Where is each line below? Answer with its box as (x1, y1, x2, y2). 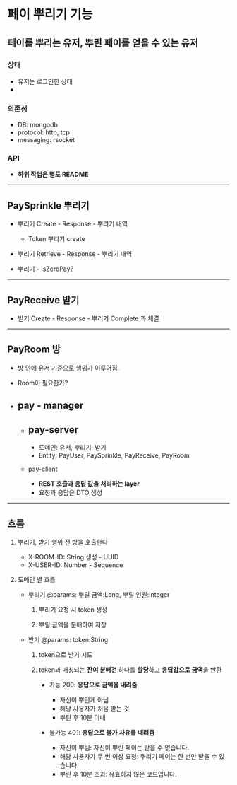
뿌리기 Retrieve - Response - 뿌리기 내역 (17, 250, 133, 258)
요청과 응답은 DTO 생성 (38, 489, 103, 497)
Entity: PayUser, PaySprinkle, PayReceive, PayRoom (38, 451, 190, 460)
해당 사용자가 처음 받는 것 (59, 704, 130, 713)
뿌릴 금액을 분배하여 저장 (38, 620, 107, 629)
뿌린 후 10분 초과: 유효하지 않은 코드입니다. (59, 769, 178, 778)
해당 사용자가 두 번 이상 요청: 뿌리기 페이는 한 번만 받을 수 (59, 752, 217, 760)
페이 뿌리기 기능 (7, 6, 93, 23)
